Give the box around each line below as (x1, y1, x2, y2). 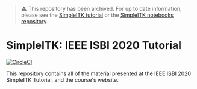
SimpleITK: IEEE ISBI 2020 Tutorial (6, 39, 182, 53)
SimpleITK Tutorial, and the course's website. (6, 76, 119, 83)
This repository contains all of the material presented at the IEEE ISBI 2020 (6, 70, 192, 77)
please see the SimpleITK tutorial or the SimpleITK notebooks (20, 11, 174, 19)
